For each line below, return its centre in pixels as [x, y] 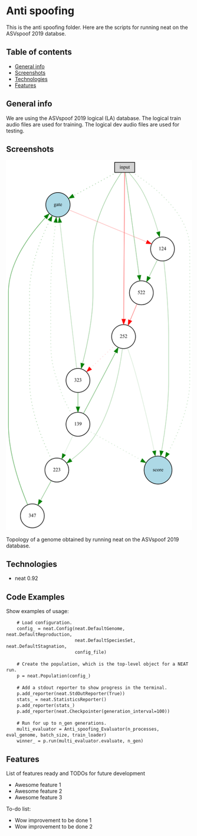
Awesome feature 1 [38, 785]
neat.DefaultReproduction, [39, 635]
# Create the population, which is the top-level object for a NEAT [103, 664]
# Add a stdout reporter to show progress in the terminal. [92, 688]
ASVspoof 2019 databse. [36, 33]
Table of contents [39, 52]
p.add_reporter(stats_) [46, 706]
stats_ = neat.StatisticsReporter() [62, 700]
